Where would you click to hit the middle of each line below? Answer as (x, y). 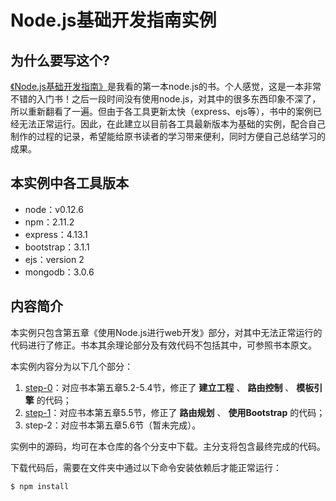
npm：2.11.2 (49, 222)
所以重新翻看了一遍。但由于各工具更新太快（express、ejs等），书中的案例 (161, 111)
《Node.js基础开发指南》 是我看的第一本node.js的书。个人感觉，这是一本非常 (166, 86)
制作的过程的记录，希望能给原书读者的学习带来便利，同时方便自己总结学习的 (168, 136)
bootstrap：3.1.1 (57, 247)
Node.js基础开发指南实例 (113, 20)
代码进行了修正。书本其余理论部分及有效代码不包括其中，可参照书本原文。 (163, 345)
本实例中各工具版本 (69, 183)
